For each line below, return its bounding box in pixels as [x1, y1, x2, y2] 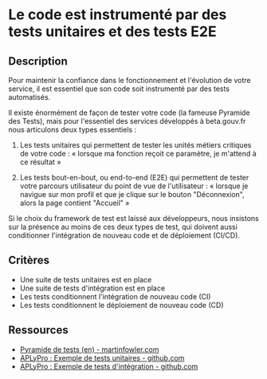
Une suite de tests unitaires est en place [19, 274, 152, 284]
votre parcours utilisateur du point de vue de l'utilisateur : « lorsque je [19, 181, 249, 191]
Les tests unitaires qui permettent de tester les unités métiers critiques [19, 140, 252, 149]
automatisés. [8, 93, 51, 101]
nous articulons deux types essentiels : [8, 125, 137, 134]
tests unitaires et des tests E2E [8, 22, 217, 41]
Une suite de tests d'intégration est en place [19, 283, 166, 293]
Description [8, 54, 68, 68]
